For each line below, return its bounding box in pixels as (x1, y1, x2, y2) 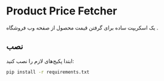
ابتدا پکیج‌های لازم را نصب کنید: (6, 57, 74, 64)
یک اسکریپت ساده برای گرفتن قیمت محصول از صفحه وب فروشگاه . (6, 24, 159, 31)
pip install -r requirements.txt (6, 69, 90, 75)
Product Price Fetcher (6, 4, 117, 18)
